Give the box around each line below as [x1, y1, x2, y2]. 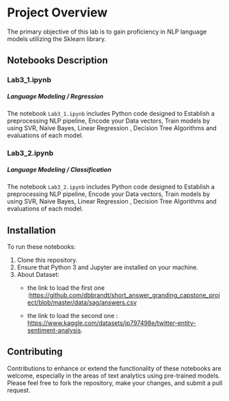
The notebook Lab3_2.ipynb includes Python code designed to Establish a [7, 183, 215, 191]
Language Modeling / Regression [7, 92, 104, 100]
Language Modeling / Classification [7, 165, 111, 173]
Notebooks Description [7, 55, 108, 66]
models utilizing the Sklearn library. [7, 34, 107, 42]
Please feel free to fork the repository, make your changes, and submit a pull [7, 378, 223, 387]
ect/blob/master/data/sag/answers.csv [27, 298, 137, 306]
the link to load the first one [27, 283, 105, 292]
